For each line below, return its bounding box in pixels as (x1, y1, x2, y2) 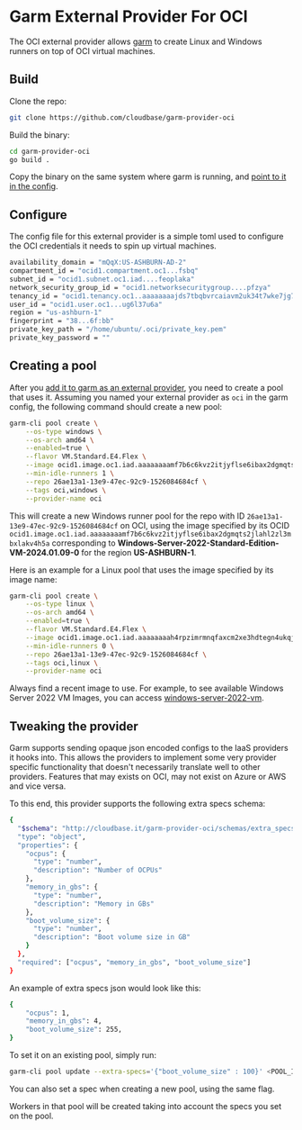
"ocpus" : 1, (25, 1008, 70, 1017)
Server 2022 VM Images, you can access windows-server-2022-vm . (9, 692, 265, 703)
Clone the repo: (9, 95, 67, 106)
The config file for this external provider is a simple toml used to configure (9, 231, 284, 242)
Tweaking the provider (9, 719, 139, 734)
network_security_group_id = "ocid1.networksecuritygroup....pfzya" (9, 283, 271, 292)
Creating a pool (9, 358, 97, 374)
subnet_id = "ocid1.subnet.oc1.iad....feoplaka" (9, 275, 195, 284)
